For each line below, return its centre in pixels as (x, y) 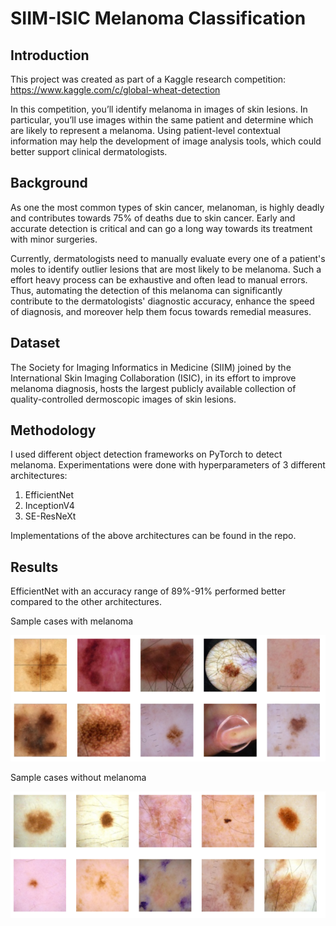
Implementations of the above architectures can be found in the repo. (153, 536)
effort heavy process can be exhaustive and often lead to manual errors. (159, 279)
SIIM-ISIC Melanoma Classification (158, 18)
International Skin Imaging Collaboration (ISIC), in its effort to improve (153, 378)
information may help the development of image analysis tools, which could (166, 141)
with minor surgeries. (54, 239)
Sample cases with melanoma (72, 621)
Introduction (50, 55)
